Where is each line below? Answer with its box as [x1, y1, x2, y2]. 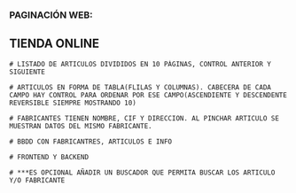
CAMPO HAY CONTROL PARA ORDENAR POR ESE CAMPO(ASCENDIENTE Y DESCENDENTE [9, 90, 288, 99]
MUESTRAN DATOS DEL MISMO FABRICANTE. [9, 121, 152, 130]
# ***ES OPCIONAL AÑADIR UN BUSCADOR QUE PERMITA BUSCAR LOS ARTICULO [9, 168, 276, 177]
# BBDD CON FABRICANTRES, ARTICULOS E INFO [9, 137, 173, 146]
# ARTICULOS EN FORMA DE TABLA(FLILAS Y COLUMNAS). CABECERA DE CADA [9, 82, 272, 92]
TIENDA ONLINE [9, 36, 100, 51]
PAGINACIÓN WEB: [9, 9, 93, 21]
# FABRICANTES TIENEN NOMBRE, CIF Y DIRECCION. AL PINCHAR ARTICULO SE [9, 113, 279, 123]
